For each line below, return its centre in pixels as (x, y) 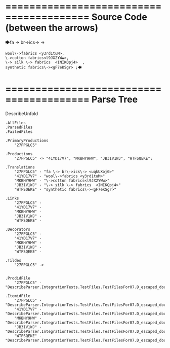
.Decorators (18, 229)
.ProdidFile (18, 278)
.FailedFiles (19, 132)
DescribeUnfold (22, 113)
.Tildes (13, 260)
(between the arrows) (52, 28)
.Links (12, 198)
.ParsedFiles (19, 127)
